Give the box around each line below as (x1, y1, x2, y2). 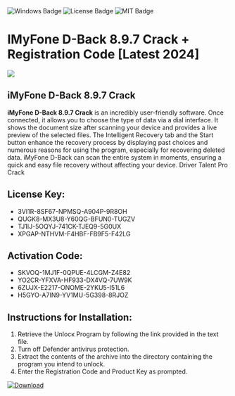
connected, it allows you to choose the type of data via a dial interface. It (7, 115, 219, 124)
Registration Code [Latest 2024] (7, 46, 200, 63)
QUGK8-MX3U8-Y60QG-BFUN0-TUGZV (17, 215, 136, 223)
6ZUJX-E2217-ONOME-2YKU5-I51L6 (17, 283, 125, 292)
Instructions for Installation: (7, 311, 132, 323)
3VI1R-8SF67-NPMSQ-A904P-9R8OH (17, 207, 128, 215)
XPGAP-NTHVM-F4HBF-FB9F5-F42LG (17, 229, 132, 238)
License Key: (7, 189, 65, 200)
